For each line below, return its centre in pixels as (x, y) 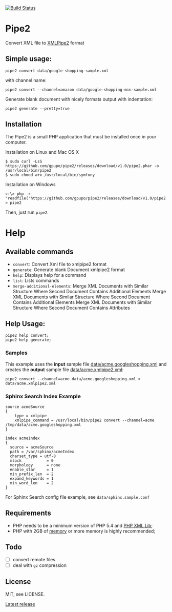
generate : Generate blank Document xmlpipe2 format (69, 270)
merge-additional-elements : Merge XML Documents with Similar (80, 286)
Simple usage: (29, 59)
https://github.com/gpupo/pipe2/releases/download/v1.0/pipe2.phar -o (82, 166)
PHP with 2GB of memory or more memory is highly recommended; (84, 531)
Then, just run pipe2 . (27, 212)
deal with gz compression (40, 565)
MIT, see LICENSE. (25, 594)
